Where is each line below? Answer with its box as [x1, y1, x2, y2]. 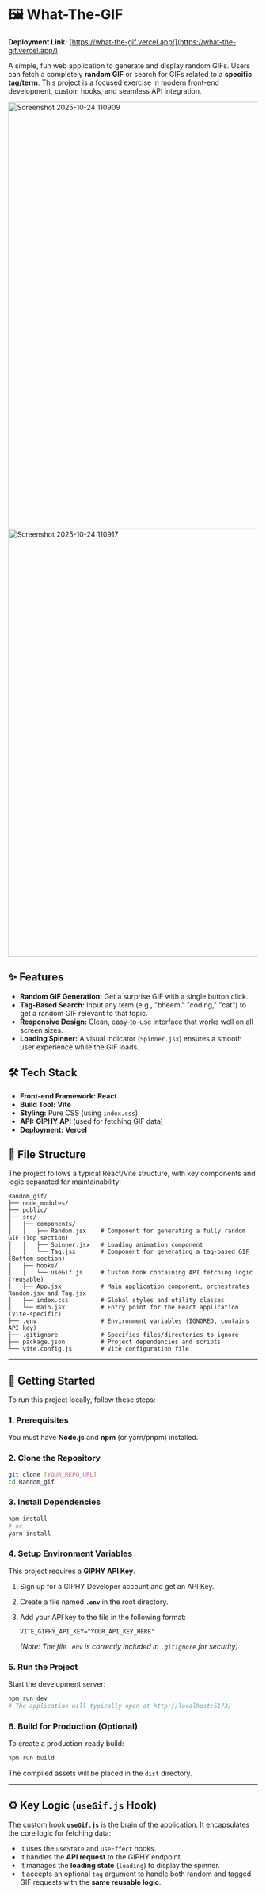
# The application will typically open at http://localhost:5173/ [8, 1702, 232, 1710]
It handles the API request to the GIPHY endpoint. [19, 1851, 183, 1862]
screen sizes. [19, 1025, 63, 1034]
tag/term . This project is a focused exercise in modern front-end [8, 78, 220, 87]
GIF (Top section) [8, 1234, 69, 1242]
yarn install [8, 1530, 51, 1538]
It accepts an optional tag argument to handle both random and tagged [19, 1869, 252, 1878]
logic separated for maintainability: [8, 1177, 121, 1186]
